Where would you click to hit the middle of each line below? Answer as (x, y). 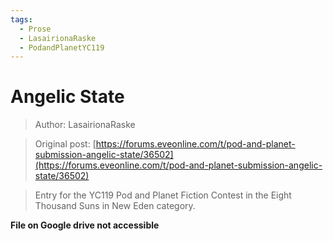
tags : (21, 19)
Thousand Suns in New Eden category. (115, 206)
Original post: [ (65, 144)
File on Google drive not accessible (85, 225)
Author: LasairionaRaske (85, 125)
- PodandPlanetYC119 (62, 47)
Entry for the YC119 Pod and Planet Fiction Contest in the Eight (163, 195)
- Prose (35, 29)
